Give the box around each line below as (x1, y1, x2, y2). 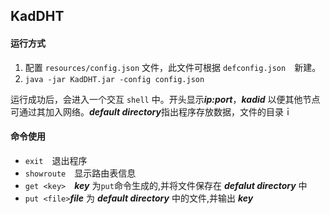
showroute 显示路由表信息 (24, 167, 137, 179)
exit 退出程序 (24, 154, 88, 166)
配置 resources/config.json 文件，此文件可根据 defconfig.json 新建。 (24, 61, 322, 73)
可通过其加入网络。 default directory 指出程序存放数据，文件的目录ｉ (10, 105, 293, 118)
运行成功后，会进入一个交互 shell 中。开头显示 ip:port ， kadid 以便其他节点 (10, 93, 321, 105)
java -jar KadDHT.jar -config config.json (24, 74, 205, 84)
